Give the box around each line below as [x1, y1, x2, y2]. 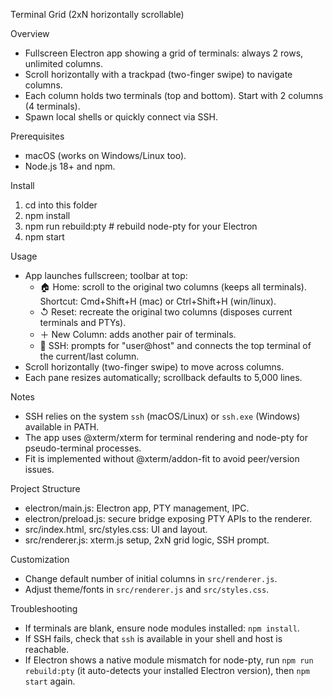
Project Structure [10, 483, 81, 494]
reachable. [24, 644, 70, 655]
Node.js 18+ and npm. [24, 160, 116, 172]
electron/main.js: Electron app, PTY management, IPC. [24, 502, 250, 514]
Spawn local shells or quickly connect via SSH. [24, 111, 218, 123]
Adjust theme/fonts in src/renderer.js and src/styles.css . [24, 584, 270, 595]
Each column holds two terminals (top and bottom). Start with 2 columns [24, 90, 324, 101]
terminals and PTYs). [39, 317, 127, 328]
